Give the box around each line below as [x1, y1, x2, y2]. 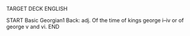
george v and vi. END [6, 23, 59, 30]
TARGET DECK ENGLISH [6, 5, 68, 12]
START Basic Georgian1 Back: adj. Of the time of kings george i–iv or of [6, 17, 184, 23]
